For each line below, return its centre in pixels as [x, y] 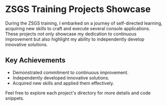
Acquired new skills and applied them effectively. [63, 83]
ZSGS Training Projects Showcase [78, 9]
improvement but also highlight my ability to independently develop [75, 39]
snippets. [15, 98]
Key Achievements [35, 61]
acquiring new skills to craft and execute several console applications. [78, 28]
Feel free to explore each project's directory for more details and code [78, 93]
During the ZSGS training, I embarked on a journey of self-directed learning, [84, 23]
